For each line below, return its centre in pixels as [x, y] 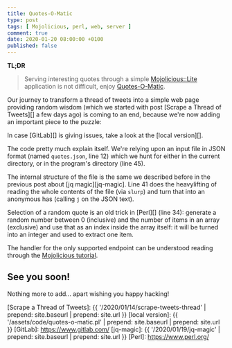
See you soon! [39, 277]
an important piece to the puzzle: [54, 122]
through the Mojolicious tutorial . [53, 255]
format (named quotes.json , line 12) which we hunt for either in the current [114, 156]
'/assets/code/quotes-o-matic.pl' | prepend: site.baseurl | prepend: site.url [114, 322]
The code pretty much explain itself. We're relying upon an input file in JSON [116, 149]
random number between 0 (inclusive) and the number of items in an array [114, 220]
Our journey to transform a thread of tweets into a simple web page [103, 100]
